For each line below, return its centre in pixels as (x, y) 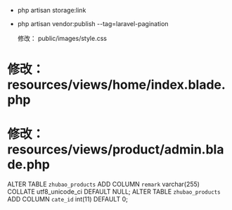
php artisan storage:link (52, 10)
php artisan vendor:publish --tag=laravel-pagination (93, 24)
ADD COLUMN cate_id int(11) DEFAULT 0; (67, 199)
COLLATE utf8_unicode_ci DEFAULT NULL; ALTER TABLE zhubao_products (114, 192)
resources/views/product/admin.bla (116, 150)
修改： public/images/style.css (62, 38)
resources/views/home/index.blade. (117, 85)
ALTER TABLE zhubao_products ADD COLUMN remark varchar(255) (104, 184)
